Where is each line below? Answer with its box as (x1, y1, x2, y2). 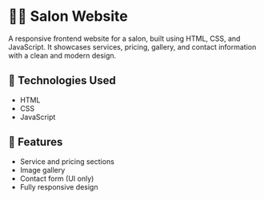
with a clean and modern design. (8, 50, 117, 60)
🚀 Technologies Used (8, 74, 116, 87)
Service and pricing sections (19, 156, 114, 166)
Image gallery (19, 165, 66, 174)
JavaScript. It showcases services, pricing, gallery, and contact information (8, 42, 257, 51)
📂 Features (8, 135, 63, 149)
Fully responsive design (19, 182, 98, 191)
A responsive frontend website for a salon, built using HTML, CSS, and (8, 34, 241, 43)
